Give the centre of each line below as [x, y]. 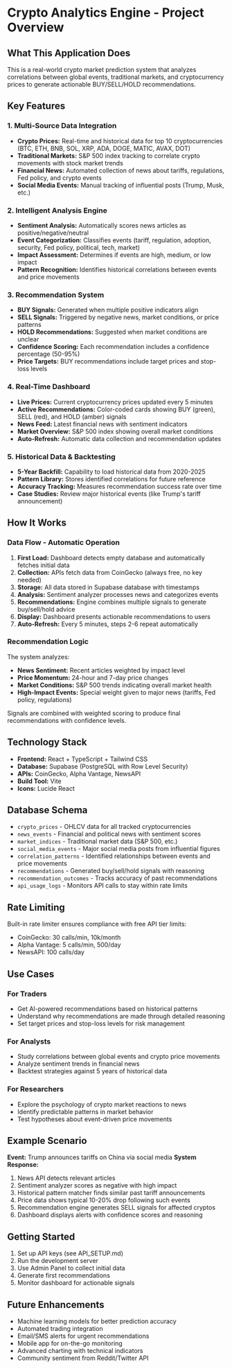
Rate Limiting [36, 907]
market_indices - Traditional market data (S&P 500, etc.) [97, 841]
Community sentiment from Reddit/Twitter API [83, 1358]
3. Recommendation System [56, 294]
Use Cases [31, 974]
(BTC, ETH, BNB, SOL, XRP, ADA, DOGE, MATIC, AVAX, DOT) [104, 148]
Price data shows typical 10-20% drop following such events [104, 1200]
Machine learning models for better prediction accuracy [97, 1321]
